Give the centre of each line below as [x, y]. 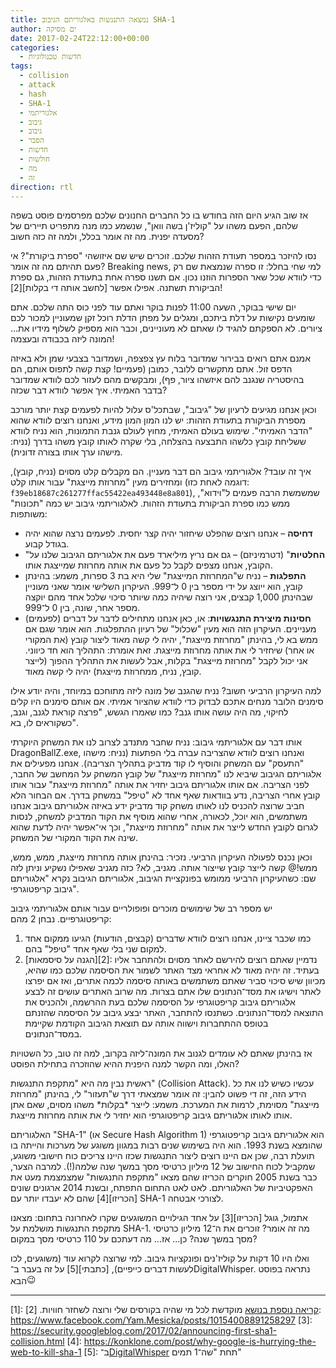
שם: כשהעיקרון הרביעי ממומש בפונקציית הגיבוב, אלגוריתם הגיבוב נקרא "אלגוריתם [163, 878]
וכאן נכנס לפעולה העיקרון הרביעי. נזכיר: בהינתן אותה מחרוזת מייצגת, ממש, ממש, [161, 857]
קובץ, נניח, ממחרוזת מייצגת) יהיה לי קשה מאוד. [113, 672]
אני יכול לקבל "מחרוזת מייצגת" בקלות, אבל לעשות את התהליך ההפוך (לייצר [166, 661]
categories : [35, 47]
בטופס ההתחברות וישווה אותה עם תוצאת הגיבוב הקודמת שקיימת [146, 1023]
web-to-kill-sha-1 [46, 1352]
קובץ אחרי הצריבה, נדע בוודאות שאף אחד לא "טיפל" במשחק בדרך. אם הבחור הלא [165, 795]
